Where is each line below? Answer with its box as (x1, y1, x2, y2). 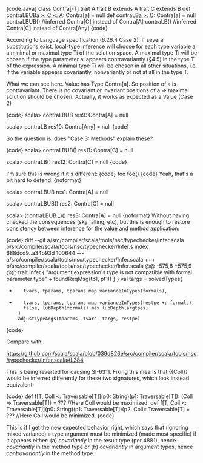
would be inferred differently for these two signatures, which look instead (6, 374, 190, 382)
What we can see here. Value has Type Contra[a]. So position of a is (6, 80, 177, 87)
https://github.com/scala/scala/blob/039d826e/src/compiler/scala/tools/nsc (6, 350, 197, 357)
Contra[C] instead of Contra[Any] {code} (6, 24, 108, 32)
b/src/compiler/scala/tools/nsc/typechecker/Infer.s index (6, 243, 148, 250)
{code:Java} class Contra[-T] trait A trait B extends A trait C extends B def (6, 5, 191, 12)
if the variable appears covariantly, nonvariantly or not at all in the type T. (6, 69, 189, 75)
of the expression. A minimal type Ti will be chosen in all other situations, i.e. (6, 62, 198, 69)
